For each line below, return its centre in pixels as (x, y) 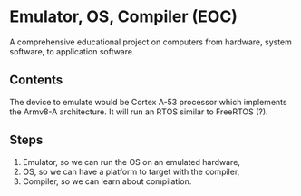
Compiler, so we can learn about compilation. (107, 181)
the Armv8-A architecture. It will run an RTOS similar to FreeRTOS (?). (139, 112)
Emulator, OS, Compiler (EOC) (124, 17)
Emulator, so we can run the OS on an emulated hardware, (131, 162)
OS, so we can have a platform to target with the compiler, (131, 171)
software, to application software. (72, 51)
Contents (36, 80)
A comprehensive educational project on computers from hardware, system (151, 42)
